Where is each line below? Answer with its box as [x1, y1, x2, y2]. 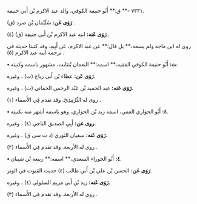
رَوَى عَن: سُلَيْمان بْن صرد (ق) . [7, 19, 75, 26]
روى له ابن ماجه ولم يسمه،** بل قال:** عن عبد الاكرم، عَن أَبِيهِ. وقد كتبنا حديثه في [7, 43, 192, 49]
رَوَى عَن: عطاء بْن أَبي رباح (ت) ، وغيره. [7, 72, 96, 80]
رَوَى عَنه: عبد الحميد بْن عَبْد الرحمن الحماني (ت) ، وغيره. [7, 84, 133, 91]
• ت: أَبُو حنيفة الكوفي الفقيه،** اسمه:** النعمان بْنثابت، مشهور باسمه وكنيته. [7, 61, 178, 68]
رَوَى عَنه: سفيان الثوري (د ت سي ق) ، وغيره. [7, 132, 108, 138]
